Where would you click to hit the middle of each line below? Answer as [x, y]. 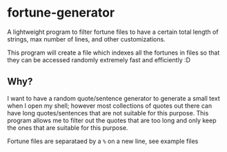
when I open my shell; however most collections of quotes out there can [110, 106]
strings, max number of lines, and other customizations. [86, 39]
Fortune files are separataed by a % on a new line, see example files [103, 141]
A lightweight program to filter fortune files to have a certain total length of [113, 32]
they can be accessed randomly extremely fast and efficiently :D [99, 59]
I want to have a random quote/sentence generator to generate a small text [114, 98]
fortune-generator [61, 13]
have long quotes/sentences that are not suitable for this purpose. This [108, 113]
